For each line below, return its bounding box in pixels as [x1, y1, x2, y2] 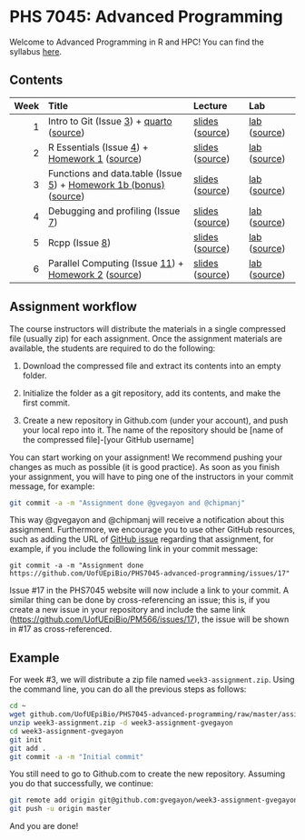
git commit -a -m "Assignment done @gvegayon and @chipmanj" [9, 498, 246, 507]
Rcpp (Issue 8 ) [48, 236, 112, 249]
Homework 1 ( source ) [48, 152, 143, 165]
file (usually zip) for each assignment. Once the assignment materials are [9, 333, 283, 344]
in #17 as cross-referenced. [9, 624, 113, 635]
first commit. [22, 397, 71, 408]
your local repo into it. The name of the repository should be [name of [22, 425, 284, 435]
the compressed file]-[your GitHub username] [22, 434, 195, 445]
